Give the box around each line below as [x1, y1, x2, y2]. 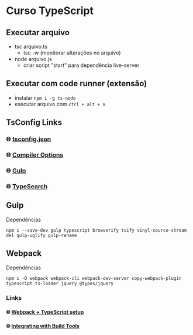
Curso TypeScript [6, 4, 94, 18]
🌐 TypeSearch [6, 182, 48, 190]
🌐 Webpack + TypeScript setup [6, 309, 84, 316]
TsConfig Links [6, 117, 63, 127]
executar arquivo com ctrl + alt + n [14, 100, 106, 107]
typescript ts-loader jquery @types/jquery [6, 280, 114, 286]
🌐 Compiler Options [6, 151, 64, 159]
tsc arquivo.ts [14, 43, 48, 50]
